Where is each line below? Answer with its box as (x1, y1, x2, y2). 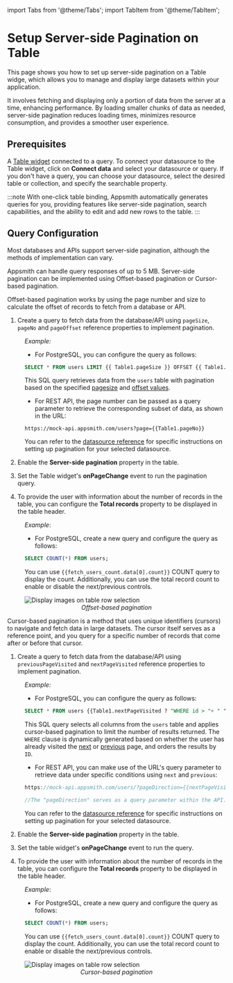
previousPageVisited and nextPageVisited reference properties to (17, 660, 205, 668)
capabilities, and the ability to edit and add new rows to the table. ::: (7, 207, 200, 216)
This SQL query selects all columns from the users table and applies (24, 720, 219, 729)
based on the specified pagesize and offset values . (24, 384, 171, 392)
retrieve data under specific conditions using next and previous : (34, 771, 218, 779)
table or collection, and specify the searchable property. (7, 179, 168, 187)
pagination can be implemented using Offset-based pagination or (7, 274, 194, 282)
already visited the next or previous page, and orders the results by (24, 742, 217, 751)
